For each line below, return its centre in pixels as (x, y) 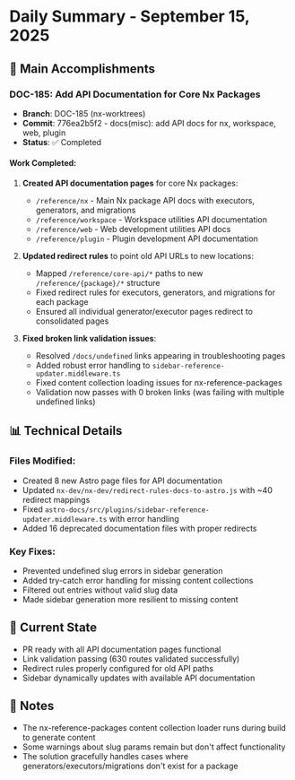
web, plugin (44, 133)
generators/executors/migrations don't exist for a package (130, 766)
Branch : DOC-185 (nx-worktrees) (84, 113)
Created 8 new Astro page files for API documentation (122, 481)
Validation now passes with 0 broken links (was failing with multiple (160, 393)
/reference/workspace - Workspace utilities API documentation (151, 220)
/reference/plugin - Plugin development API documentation (147, 238)
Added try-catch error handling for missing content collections (138, 581)
